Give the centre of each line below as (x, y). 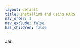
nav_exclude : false (25, 23)
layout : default (21, 9)
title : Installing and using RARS (40, 14)
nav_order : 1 (18, 18)
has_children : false (26, 28)
